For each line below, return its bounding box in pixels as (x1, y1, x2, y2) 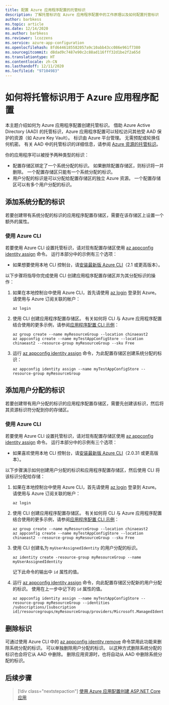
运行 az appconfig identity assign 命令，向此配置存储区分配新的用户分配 (12, 580, 162, 586)
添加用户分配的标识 (5, 386, 65, 395)
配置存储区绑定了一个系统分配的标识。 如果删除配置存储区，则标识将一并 (12, 162, 164, 168)
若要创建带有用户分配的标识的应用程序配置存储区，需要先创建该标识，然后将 (5, 400, 164, 406)
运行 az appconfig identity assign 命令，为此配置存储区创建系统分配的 (12, 350, 157, 356)
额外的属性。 (5, 218, 32, 224)
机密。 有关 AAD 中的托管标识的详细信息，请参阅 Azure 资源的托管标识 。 (9, 141, 161, 147)
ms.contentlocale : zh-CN (5, 59, 57, 64)
